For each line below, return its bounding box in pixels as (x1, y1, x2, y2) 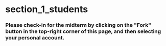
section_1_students (5, 4, 88, 15)
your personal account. (5, 34, 65, 41)
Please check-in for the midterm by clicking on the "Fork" (5, 22, 152, 29)
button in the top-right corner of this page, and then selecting (5, 28, 161, 35)
